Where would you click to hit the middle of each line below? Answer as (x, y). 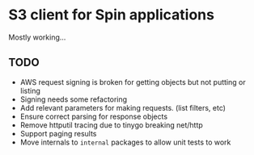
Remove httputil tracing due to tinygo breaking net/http (112, 125)
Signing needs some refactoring (74, 99)
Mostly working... (37, 37)
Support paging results (58, 133)
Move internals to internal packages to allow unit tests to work (125, 142)
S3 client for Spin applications (111, 15)
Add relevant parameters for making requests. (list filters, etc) (123, 107)
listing (30, 90)
